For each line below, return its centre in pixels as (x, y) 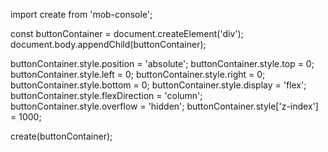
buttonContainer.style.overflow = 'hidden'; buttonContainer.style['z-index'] (164, 106)
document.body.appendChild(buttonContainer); (108, 44)
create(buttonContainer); (61, 136)
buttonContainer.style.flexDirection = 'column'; (106, 95)
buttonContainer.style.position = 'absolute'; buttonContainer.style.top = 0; (162, 63)
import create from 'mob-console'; (81, 14)
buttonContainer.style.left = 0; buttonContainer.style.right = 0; (138, 74)
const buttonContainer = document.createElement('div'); (127, 33)
